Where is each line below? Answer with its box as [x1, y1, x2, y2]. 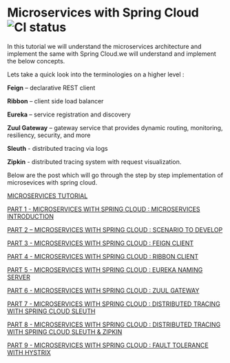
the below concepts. [7, 56, 65, 65]
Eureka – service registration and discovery [7, 110, 131, 118]
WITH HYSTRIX [7, 348, 52, 356]
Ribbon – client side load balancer [7, 96, 104, 105]
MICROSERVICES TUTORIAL [7, 191, 88, 200]
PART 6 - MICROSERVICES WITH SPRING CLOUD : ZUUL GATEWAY [7, 286, 200, 294]
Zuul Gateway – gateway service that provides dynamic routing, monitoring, [7, 123, 223, 132]
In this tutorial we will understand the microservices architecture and [7, 42, 202, 50]
